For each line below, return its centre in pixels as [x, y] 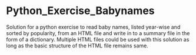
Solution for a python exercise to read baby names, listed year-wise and [93, 27]
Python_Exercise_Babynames [80, 11]
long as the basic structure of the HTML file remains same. [77, 46]
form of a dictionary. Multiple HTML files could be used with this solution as [98, 39]
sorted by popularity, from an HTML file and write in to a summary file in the [98, 33]
